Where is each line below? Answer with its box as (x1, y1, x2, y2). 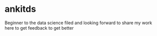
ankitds (4, 3, 36, 15)
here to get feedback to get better (4, 25, 74, 31)
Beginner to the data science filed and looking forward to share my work (4, 20, 152, 26)
